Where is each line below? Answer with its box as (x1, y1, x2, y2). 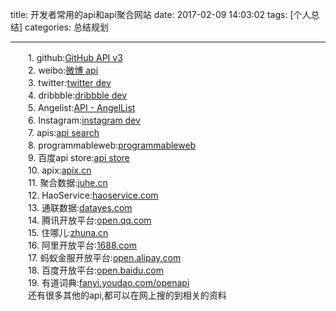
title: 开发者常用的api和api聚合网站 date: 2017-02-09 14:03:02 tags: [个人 (10, 9, 312, 20)
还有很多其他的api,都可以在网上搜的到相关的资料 (27, 289, 227, 301)
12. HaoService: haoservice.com (27, 189, 159, 201)
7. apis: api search (27, 127, 100, 138)
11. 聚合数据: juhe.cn (27, 177, 108, 188)
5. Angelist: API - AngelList (27, 102, 136, 113)
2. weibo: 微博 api (27, 64, 99, 76)
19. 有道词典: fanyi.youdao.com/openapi (27, 277, 190, 288)
